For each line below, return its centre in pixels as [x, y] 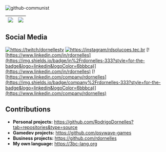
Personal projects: [33, 122]
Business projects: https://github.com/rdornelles [65, 138]
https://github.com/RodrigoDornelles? [94, 122]
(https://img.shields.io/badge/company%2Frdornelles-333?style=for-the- [83, 82]
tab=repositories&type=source [45, 127]
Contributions [28, 110]
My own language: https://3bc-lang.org [55, 143]
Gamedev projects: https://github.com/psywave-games [72, 132]
